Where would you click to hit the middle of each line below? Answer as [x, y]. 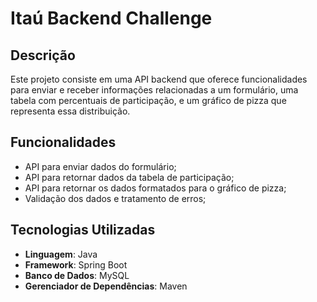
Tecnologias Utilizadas [83, 230]
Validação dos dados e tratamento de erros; [115, 198]
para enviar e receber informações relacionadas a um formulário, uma [154, 90]
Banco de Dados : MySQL [77, 275]
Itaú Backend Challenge [111, 18]
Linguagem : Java [61, 254]
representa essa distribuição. [70, 111]
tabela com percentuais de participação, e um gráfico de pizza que [148, 100]
